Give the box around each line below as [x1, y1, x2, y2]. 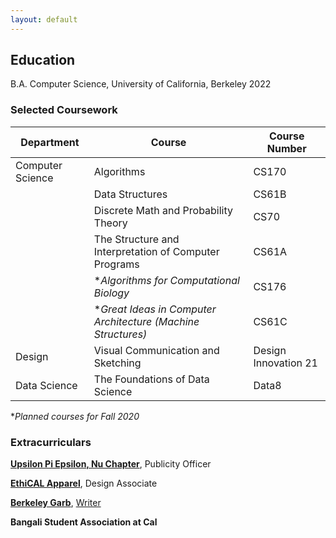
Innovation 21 [253, 356, 318, 370]
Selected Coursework [10, 103, 118, 117]
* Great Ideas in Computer [93, 302, 217, 316]
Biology [93, 286, 130, 300]
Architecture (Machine [93, 314, 200, 328]
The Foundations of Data [93, 372, 210, 386]
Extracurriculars [10, 435, 92, 449]
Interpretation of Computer [93, 244, 220, 258]
